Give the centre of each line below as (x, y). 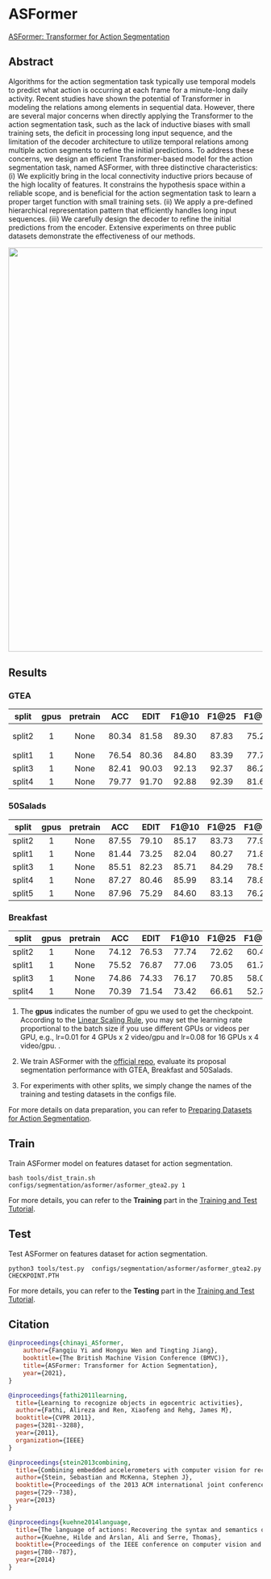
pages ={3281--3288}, (50, 1425)
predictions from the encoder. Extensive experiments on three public (122, 227)
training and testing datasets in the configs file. (98, 1094)
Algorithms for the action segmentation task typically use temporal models (132, 81)
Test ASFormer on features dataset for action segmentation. (108, 1253)
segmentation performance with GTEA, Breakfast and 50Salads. (126, 1070)
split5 (23, 893)
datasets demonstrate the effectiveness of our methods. (102, 236)
